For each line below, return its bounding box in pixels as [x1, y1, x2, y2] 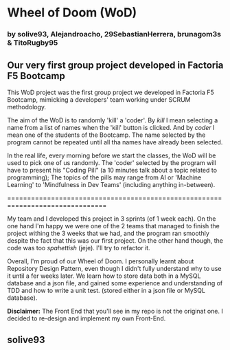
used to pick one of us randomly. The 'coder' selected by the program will [7, 158, 216, 166]
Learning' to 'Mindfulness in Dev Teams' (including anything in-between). [7, 180, 216, 188]
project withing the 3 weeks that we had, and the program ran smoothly [7, 229, 209, 237]
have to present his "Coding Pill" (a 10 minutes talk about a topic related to [7, 166, 218, 174]
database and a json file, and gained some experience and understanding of [7, 278, 223, 287]
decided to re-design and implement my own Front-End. [7, 314, 166, 322]
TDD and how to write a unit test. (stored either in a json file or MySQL [7, 286, 206, 294]
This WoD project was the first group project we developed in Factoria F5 [7, 88, 214, 96]
